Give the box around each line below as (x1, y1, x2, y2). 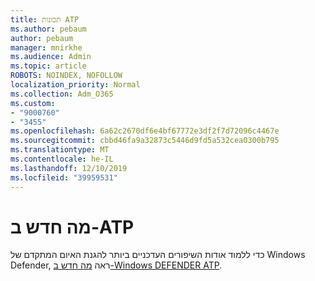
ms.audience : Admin (10, 52, 92, 62)
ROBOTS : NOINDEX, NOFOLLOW (10, 71, 123, 81)
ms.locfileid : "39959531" (10, 172, 118, 183)
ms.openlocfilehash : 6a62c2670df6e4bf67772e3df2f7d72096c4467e (10, 126, 280, 136)
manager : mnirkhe (10, 42, 83, 53)
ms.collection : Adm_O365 (10, 89, 114, 99)
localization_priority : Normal (10, 80, 141, 90)
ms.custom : (10, 98, 56, 108)
